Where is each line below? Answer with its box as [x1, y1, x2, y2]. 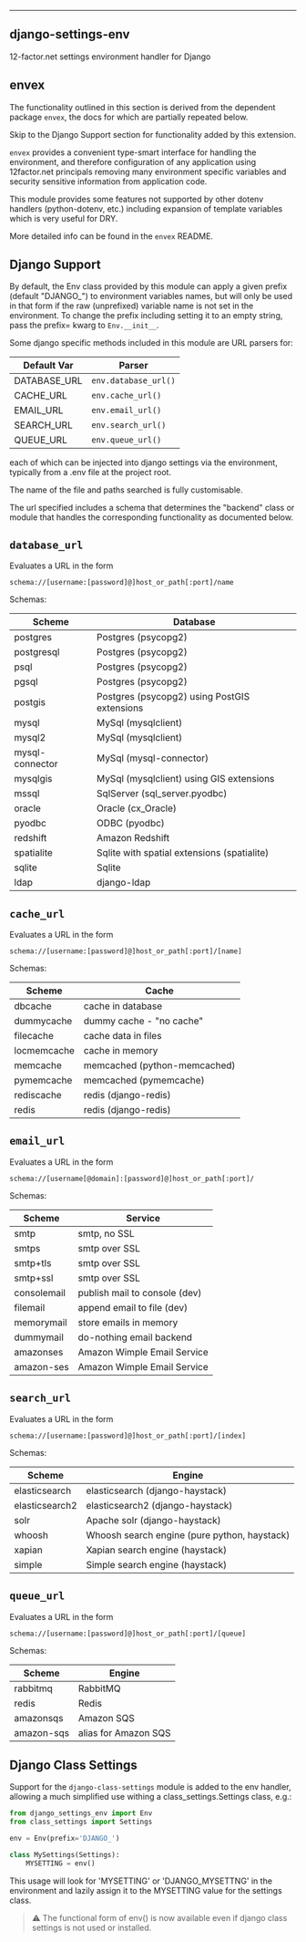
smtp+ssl [14, 1272, 54, 1284]
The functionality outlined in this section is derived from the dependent [9, 101, 276, 112]
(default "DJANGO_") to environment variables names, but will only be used [9, 291, 293, 302]
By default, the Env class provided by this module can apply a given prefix [9, 281, 288, 292]
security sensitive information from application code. [9, 175, 208, 187]
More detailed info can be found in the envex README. [9, 230, 214, 242]
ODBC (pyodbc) [97, 817, 166, 830]
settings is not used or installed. [31, 1922, 152, 1933]
